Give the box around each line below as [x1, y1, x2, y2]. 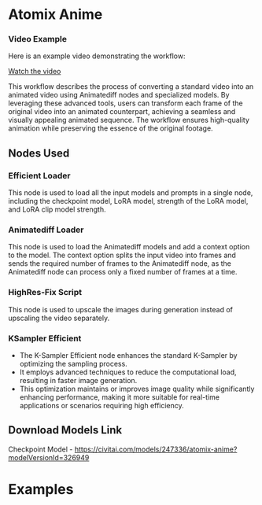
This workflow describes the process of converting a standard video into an [8, 82, 254, 91]
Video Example [8, 34, 67, 45]
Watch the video [8, 67, 61, 76]
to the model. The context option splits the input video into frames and [8, 250, 236, 260]
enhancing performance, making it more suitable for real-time [19, 393, 220, 402]
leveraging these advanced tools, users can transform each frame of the [8, 98, 243, 108]
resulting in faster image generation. [19, 376, 138, 385]
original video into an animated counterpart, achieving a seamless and [8, 107, 236, 116]
